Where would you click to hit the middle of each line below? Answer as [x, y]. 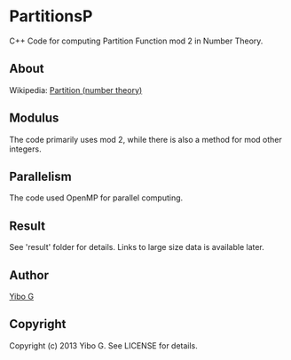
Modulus [34, 118]
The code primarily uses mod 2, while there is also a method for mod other [145, 139]
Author [29, 275]
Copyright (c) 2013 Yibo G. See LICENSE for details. [103, 345]
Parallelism [41, 176]
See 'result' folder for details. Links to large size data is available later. [137, 247]
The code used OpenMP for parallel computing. [96, 198]
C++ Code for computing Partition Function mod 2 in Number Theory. [136, 41]
